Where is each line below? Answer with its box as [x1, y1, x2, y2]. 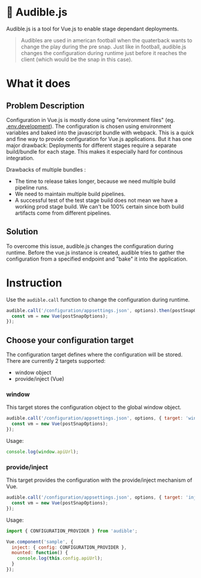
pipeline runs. [14, 184, 49, 191]
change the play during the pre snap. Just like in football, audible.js [20, 43, 187, 50]
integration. [6, 154, 35, 161]
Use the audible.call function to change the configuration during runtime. [6, 296, 190, 303]
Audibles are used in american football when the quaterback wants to [20, 36, 193, 44]
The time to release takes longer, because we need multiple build [14, 178, 176, 185]
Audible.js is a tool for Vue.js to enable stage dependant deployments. [6, 25, 179, 32]
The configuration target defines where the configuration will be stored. [6, 351, 183, 358]
